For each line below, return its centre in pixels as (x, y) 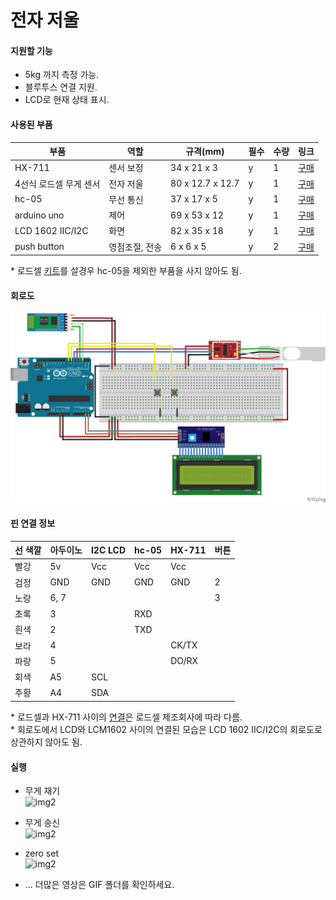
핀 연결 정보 (33, 523)
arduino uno (39, 215)
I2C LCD (108, 550)
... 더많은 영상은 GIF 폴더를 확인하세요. (99, 885)
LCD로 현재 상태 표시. (67, 100)
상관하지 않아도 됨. (46, 742)
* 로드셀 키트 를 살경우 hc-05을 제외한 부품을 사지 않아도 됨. (126, 271)
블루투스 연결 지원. (61, 87)
